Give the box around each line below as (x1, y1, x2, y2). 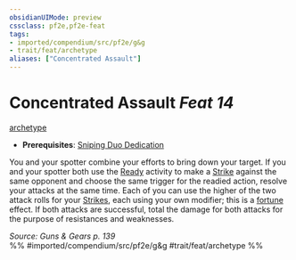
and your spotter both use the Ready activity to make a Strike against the (9, 166, 277, 176)
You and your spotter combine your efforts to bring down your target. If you (9, 157, 287, 167)
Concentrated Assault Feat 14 (9, 93, 234, 113)
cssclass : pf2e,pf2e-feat (9, 21, 105, 30)
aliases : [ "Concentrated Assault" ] (9, 54, 142, 63)
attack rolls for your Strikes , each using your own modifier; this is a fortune (9, 194, 284, 205)
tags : (9, 29, 29, 38)
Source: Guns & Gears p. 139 (9, 231, 116, 241)
